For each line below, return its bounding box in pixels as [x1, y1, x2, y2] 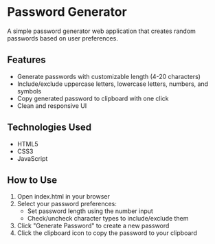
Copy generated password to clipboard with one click [16, 94, 169, 102]
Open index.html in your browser [16, 192, 110, 201]
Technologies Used [7, 122, 91, 133]
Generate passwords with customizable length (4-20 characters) [16, 72, 201, 80]
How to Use [7, 174, 58, 186]
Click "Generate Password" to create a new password [16, 221, 170, 230]
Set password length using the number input [27, 207, 153, 215]
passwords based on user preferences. [7, 34, 118, 42]
